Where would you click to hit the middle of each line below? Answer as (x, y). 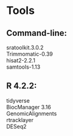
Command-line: (37, 33)
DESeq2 (16, 126)
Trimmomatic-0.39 (30, 54)
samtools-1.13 (23, 67)
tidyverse (18, 100)
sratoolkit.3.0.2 (25, 47)
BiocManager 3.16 (29, 107)
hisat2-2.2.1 (21, 60)
